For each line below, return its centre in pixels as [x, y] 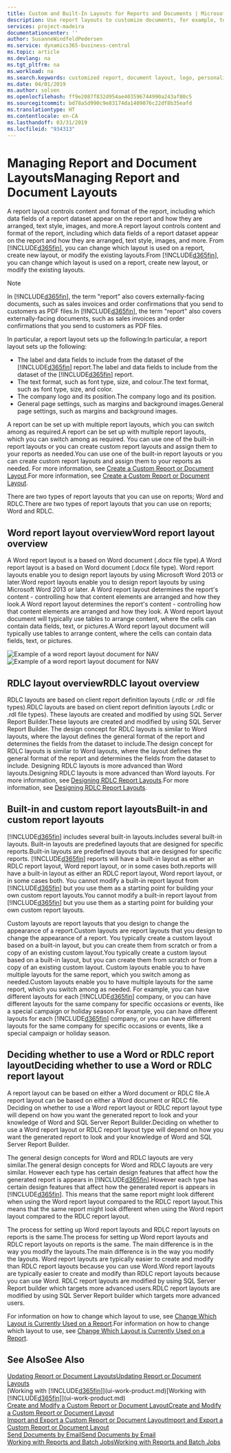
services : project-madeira [46, 26]
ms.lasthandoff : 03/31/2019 [47, 122]
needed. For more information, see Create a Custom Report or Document [110, 469]
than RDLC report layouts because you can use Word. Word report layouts [111, 1266]
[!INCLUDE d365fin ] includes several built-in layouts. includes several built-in [115, 836]
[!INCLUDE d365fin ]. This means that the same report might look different [111, 1194]
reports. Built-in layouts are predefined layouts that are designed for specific [114, 851]
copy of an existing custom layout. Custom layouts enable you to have [106, 967]
